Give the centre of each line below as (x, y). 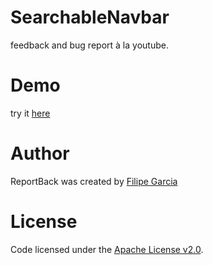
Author (40, 153)
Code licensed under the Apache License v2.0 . (107, 249)
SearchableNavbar (90, 17)
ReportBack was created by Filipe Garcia (94, 181)
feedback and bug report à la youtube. (89, 45)
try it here (30, 113)
